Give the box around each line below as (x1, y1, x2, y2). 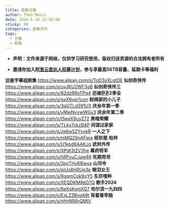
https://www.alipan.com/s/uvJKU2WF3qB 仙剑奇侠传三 (5, 83, 121, 89)
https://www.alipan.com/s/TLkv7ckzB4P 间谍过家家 (5, 122, 114, 128)
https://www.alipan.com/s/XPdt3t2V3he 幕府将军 (5, 147, 108, 153)
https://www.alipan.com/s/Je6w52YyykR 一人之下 (5, 128, 110, 134)
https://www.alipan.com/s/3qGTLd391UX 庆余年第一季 (5, 103, 120, 109)
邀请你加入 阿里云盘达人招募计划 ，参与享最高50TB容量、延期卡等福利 (12, 66, 159, 72)
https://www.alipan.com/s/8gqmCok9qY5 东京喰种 (5, 173, 112, 179)
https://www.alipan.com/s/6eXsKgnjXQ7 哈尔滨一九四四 (5, 185, 122, 192)
